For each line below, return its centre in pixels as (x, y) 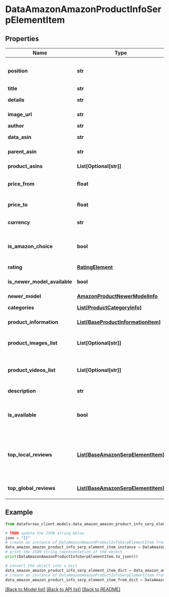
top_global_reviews (31, 488)
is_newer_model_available (40, 282)
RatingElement (95, 267)
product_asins (25, 166)
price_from (21, 184)
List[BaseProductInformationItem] (119, 322)
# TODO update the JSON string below (45, 533)
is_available (22, 415)
